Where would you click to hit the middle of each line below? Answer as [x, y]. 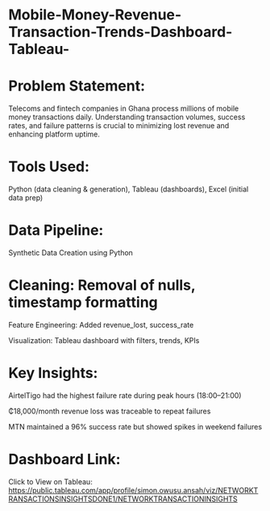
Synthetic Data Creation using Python [71, 253]
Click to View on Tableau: [50, 481]
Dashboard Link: [64, 460]
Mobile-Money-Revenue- [95, 15]
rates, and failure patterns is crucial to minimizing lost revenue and [119, 126]
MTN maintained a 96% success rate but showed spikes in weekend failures [135, 426]
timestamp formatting [83, 302]
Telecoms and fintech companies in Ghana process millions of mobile [124, 109]
